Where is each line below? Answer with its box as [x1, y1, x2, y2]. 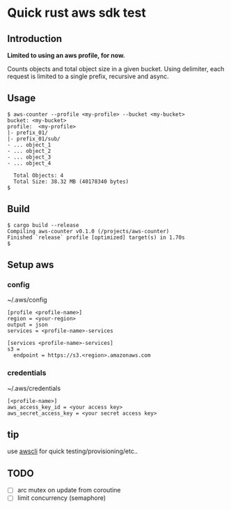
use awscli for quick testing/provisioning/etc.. [7, 447, 138, 455]
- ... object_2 [7, 147, 51, 154]
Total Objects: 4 [13, 172, 64, 179]
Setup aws [7, 259, 54, 271]
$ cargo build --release [7, 221, 79, 228]
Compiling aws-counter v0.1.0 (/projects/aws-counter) [7, 228, 170, 235]
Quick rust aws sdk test [7, 5, 146, 21]
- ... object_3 [7, 154, 51, 161]
